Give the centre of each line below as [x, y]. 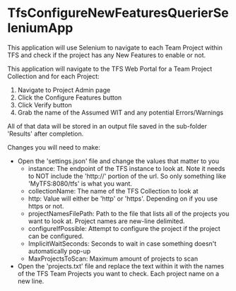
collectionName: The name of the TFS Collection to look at [113, 191]
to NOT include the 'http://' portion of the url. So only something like [127, 176]
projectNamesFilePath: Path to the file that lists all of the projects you [129, 213]
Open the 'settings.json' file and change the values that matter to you [118, 161]
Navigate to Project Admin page [64, 90]
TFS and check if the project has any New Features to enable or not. [107, 55]
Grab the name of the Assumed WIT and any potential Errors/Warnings [120, 112]
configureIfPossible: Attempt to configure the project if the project [124, 228]
